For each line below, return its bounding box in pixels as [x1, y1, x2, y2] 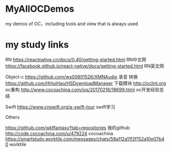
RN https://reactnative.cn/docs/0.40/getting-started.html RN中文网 [5, 56, 147, 62]
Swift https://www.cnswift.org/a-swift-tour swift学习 [5, 103, 115, 110]
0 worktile [5, 141, 27, 147]
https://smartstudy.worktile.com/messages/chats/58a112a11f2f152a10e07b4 [5, 136, 165, 142]
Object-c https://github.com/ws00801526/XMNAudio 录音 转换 [5, 74, 138, 80]
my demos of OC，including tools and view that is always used [5, 20, 138, 27]
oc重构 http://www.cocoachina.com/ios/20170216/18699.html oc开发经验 [5, 86, 160, 93]
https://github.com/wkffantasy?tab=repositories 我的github [5, 124, 130, 131]
